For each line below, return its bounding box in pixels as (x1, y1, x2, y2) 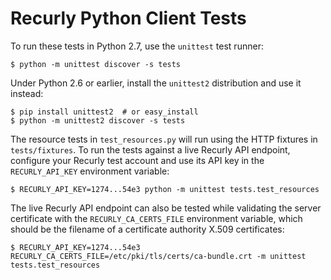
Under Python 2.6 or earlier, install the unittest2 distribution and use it (10, 77, 302, 89)
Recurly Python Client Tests (10, 7, 247, 30)
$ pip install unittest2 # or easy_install (10, 107, 199, 117)
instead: (10, 87, 44, 99)
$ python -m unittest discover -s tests (10, 59, 182, 69)
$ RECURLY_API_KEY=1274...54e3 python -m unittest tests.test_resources (10, 184, 320, 194)
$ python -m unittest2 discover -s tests (10, 115, 186, 126)
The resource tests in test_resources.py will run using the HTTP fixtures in (10, 133, 318, 145)
